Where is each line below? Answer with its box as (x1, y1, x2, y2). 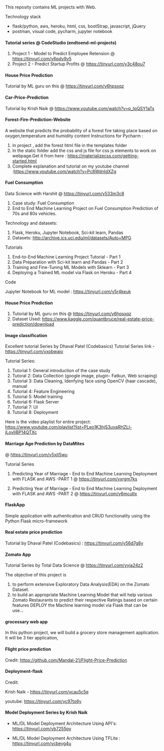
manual (12, 383, 27, 389)
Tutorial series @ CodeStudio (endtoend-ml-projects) (5, 39, 117, 46)
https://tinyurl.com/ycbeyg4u (12, 741, 71, 747)
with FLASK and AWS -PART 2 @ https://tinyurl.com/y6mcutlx (12, 491, 137, 496)
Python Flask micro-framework (5, 518, 68, 524)
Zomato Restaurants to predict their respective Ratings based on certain (12, 597, 158, 603)
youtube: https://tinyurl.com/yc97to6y (5, 698, 82, 704)
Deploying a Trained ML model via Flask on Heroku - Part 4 (12, 270, 132, 276)
